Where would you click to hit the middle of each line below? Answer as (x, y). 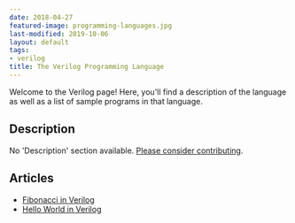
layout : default (39, 42)
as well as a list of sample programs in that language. (106, 101)
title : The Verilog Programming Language (87, 67)
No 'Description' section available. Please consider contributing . (126, 150)
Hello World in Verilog (62, 209)
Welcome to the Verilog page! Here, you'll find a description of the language (148, 92)
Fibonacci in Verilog (58, 199)
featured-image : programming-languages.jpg (91, 26)
